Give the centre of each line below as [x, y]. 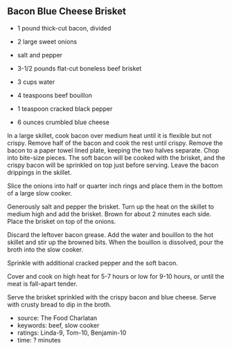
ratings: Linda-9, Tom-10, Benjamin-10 [72, 333]
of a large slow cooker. [40, 193]
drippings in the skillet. [39, 172]
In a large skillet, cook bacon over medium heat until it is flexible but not [109, 135]
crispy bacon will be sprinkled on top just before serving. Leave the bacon [113, 165]
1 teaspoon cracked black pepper [65, 108]
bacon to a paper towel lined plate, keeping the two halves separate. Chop [113, 150]
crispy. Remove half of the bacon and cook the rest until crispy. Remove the [115, 143]
